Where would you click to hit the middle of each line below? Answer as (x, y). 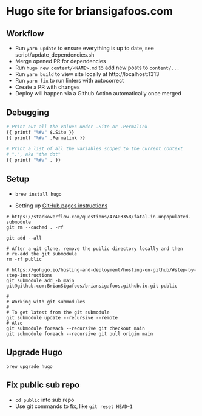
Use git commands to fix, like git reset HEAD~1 (74, 406)
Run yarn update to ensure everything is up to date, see (85, 48)
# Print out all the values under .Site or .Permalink (77, 127)
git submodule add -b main (40, 280)
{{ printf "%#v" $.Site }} (40, 132)
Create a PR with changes (47, 87)
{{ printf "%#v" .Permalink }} (46, 138)
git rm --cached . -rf (35, 227)
